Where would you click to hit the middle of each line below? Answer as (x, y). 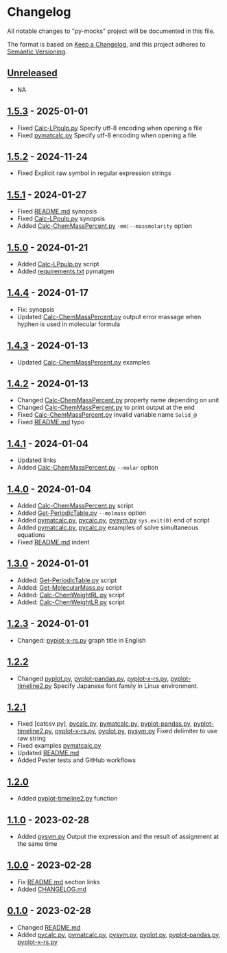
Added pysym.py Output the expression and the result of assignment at (118, 836)
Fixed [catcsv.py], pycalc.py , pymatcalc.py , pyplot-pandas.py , (104, 724)
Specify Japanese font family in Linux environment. (126, 686)
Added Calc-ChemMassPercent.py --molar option (88, 468)
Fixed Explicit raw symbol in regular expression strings (94, 173)
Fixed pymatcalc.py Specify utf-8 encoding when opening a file (107, 135)
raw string (31, 738)
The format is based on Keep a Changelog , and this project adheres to (106, 44)
